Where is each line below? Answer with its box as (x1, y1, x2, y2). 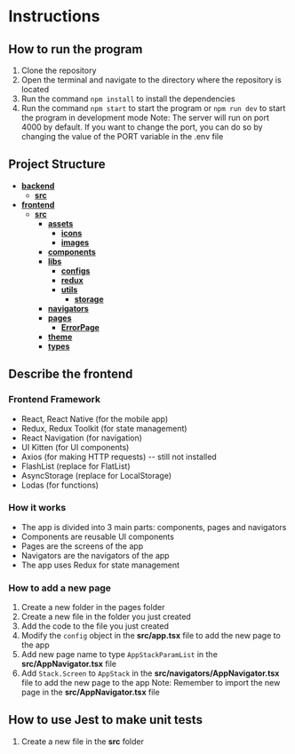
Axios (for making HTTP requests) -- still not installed (20, 451, 217, 462)
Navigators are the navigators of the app (20, 550, 170, 560)
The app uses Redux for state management (20, 560, 179, 570)
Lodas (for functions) (20, 480, 100, 490)
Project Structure (8, 157, 106, 172)
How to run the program (8, 42, 143, 57)
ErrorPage (60, 321, 100, 332)
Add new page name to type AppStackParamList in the (20, 649, 219, 660)
